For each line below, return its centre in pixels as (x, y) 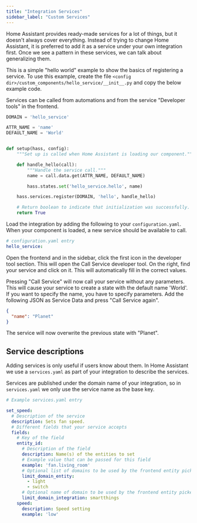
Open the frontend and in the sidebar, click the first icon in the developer (94, 257)
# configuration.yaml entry (40, 241)
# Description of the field (56, 449)
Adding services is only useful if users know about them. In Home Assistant (97, 366)
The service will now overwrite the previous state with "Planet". (83, 333)
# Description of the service (48, 416)
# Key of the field (40, 438)
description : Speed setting (56, 509)
